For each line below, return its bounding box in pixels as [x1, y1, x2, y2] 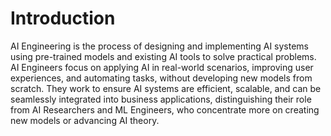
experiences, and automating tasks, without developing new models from [10, 72, 313, 84]
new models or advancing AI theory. [10, 114, 160, 126]
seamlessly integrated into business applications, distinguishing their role [10, 93, 312, 105]
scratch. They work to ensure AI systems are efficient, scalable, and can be [10, 82, 322, 94]
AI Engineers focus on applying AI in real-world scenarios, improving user [10, 61, 314, 73]
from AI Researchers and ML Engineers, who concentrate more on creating [10, 103, 320, 116]
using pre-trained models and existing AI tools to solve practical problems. [10, 50, 317, 62]
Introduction [10, 7, 116, 30]
